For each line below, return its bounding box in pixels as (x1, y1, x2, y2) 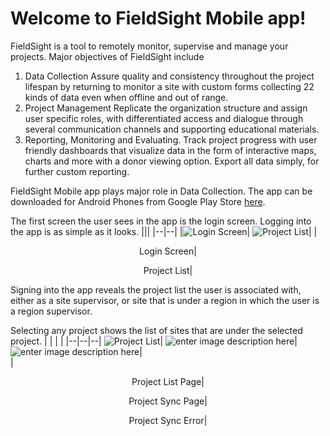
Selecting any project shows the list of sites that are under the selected (10, 324, 303, 336)
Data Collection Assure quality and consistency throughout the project (24, 70, 315, 82)
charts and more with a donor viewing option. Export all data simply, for (24, 155, 320, 167)
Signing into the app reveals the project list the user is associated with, (10, 283, 302, 296)
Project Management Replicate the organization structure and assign (24, 102, 308, 114)
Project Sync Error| (128, 414, 208, 426)
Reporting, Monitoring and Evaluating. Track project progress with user (24, 133, 318, 146)
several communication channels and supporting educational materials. (24, 123, 320, 135)
